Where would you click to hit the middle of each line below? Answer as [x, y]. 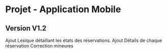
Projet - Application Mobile [63, 9]
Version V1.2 [26, 28]
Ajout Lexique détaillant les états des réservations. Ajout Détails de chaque [84, 40]
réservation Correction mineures [39, 46]
